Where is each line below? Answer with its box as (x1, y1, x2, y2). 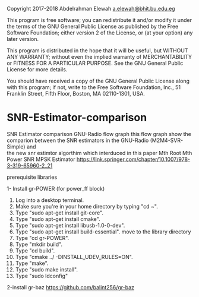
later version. (7, 36, 39, 42)
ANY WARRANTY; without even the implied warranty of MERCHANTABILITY (7, 53, 192, 60)
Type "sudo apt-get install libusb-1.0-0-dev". (15, 222, 125, 229)
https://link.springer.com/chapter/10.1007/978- (76, 156, 191, 163)
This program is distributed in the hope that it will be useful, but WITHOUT (7, 47, 188, 54)
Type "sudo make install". (15, 266, 78, 273)
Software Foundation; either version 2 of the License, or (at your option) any (7, 29, 193, 36)
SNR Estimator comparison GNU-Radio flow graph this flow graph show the (7, 130, 192, 137)
